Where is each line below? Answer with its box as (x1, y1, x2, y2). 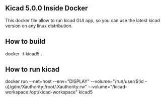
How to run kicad (5, 65, 59, 74)
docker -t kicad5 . (5, 50, 42, 57)
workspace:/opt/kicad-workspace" (5, 89, 78, 95)
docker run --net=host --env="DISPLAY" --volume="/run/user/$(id (5, 78, 144, 84)
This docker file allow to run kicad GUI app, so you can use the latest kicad (5, 17, 160, 23)
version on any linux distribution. (5, 23, 73, 29)
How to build (5, 37, 46, 46)
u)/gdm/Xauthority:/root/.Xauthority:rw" (5, 84, 87, 90)
